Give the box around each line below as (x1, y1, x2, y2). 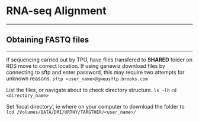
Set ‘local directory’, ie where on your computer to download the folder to (6, 103, 185, 110)
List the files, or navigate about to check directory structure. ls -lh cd (6, 86, 176, 93)
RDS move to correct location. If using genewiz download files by (6, 62, 166, 69)
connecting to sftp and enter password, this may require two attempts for (6, 68, 185, 76)
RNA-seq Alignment (6, 4, 107, 18)
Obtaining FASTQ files (6, 35, 89, 45)
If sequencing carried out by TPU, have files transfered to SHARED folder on (6, 56, 192, 63)
